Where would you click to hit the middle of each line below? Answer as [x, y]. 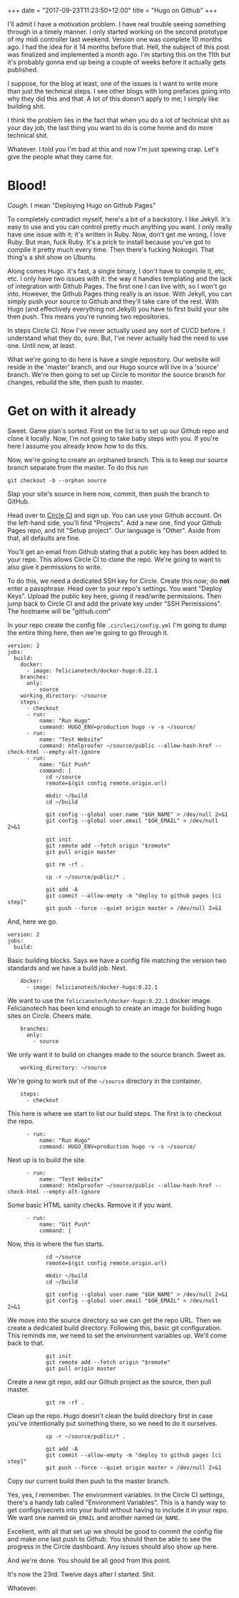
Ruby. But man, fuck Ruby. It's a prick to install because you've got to [109, 241]
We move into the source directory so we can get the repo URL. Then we [115, 1320]
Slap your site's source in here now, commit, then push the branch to [108, 494]
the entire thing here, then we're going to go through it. [88, 632]
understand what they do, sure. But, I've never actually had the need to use [118, 338]
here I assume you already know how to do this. [78, 446]
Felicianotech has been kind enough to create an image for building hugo [115, 1008]
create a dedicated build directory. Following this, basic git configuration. [115, 1327]
